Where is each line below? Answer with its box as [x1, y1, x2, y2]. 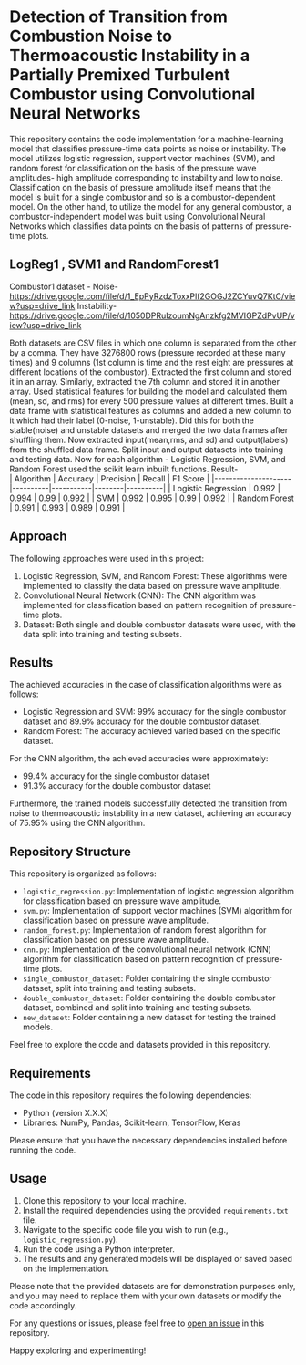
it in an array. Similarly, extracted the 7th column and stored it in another [9, 376, 280, 387]
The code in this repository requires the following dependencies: [9, 1090, 252, 1101]
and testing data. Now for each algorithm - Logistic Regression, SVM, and [9, 453, 286, 464]
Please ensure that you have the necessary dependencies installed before [9, 1135, 288, 1145]
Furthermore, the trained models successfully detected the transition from [9, 798, 288, 809]
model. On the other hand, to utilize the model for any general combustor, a [9, 201, 292, 212]
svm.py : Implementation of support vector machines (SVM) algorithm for [22, 905, 293, 916]
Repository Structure [9, 843, 132, 859]
